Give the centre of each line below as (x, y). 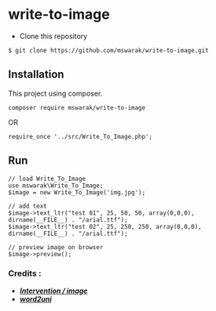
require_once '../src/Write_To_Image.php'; (81, 136)
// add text (27, 206)
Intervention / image (53, 291)
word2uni (36, 298)
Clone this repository (53, 36)
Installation (36, 75)
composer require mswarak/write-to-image (77, 107)
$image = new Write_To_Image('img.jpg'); (77, 192)
